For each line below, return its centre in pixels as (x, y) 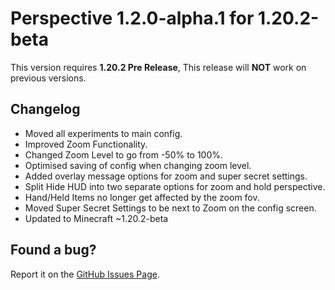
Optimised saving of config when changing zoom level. (138, 165)
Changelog (45, 109)
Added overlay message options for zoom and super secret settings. (166, 176)
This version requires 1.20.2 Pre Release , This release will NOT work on (158, 67)
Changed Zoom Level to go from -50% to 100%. (124, 154)
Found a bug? (53, 250)
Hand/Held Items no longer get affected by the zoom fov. (142, 197)
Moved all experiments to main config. (103, 133)
